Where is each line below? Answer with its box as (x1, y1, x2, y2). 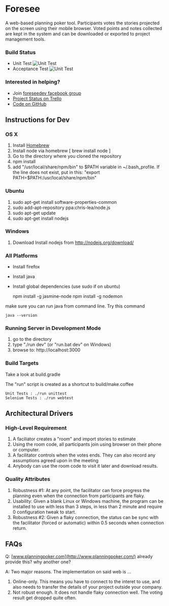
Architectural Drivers (5, 409, 74, 418)
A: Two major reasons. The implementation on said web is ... (5, 568, 131, 574)
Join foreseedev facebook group (12, 90, 81, 96)
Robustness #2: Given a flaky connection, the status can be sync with (12, 514, 159, 520)
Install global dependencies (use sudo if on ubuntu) (12, 283, 121, 290)
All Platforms (5, 252, 38, 259)
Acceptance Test (12, 66, 49, 72)
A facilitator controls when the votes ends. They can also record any (12, 452, 156, 458)
